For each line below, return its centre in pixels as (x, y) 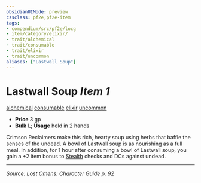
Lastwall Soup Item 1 (58, 91)
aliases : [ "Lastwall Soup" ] (41, 62)
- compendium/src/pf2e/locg (41, 28)
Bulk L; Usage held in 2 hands (52, 126)
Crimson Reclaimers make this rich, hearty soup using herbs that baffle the (99, 138)
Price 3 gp (28, 120)
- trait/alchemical (31, 39)
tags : (13, 23)
